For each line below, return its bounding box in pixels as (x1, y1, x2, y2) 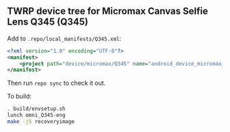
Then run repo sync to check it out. (7, 79, 106, 88)
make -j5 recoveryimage (7, 118, 75, 125)
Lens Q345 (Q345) (7, 16, 89, 28)
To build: (7, 92, 32, 101)
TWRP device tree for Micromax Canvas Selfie (7, 5, 209, 17)
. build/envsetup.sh (7, 105, 66, 112)
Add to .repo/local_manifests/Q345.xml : (7, 34, 122, 42)
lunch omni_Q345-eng (7, 112, 66, 119)
